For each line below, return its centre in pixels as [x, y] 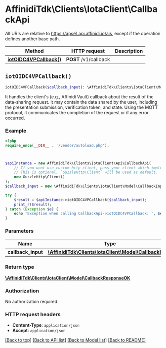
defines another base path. [33, 39]
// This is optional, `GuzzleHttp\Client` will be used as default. [86, 172]
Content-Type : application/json [46, 325]
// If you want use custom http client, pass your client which [82, 168]
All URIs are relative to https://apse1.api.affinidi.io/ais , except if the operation [83, 33]
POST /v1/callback [88, 59]
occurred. [15, 118]
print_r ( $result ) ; [33, 205]
